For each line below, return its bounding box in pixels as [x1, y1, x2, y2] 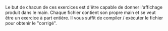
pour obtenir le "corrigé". [5, 20, 57, 26]
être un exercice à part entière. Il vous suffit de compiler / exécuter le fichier [5, 15, 163, 20]
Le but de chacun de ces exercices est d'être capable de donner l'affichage [5, 4, 163, 10]
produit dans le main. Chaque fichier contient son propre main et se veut [5, 9, 156, 15]
